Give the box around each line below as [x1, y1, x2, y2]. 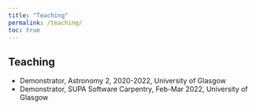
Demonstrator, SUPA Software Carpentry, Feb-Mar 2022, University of [19, 84, 248, 94]
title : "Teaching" [8, 11, 69, 20]
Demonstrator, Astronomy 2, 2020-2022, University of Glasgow [19, 76, 226, 86]
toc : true [8, 26, 41, 34]
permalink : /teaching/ [8, 19, 83, 27]
